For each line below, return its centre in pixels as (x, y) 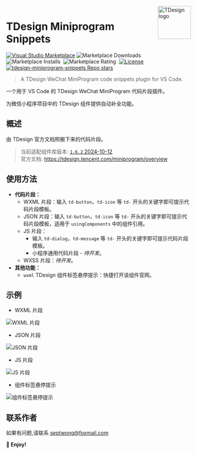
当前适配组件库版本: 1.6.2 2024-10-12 (66, 151)
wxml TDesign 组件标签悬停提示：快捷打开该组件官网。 (89, 275)
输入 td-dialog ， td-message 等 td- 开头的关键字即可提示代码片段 (110, 238)
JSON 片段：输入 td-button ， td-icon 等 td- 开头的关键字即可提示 (103, 216)
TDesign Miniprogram (60, 27)
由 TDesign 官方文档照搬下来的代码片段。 (56, 139)
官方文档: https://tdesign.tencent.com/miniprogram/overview (94, 159)
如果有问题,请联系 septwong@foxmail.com (57, 433)
